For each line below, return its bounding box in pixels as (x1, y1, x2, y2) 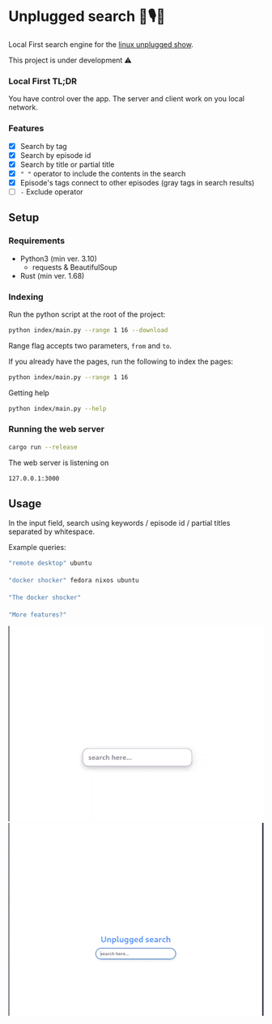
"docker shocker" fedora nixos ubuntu (8, 577, 139, 585)
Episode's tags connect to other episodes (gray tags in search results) (19, 177, 255, 187)
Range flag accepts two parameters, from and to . (8, 340, 172, 350)
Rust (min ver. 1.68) (19, 271, 85, 280)
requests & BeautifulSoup (32, 262, 117, 272)
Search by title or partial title (19, 160, 115, 169)
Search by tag (19, 141, 67, 151)
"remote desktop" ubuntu (8, 559, 92, 568)
